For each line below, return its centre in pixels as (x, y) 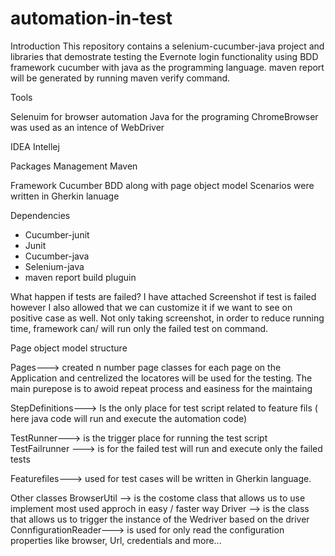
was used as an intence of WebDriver (87, 127)
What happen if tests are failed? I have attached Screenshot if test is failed (163, 296)
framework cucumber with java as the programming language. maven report (167, 67)
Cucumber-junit (57, 234)
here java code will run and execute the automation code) (129, 418)
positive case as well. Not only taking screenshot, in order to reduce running (167, 318)
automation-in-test (91, 18)
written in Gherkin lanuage (65, 196)
